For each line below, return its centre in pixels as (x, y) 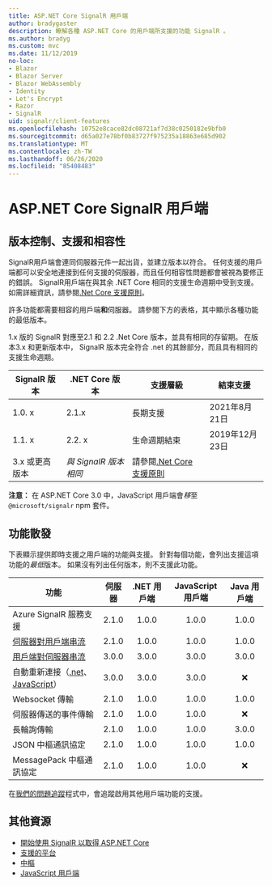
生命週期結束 (157, 440)
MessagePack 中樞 (49, 760)
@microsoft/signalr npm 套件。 (61, 506)
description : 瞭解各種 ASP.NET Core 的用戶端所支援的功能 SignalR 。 (119, 31)
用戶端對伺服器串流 (49, 656)
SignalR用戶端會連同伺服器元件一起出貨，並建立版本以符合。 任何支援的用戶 (136, 262)
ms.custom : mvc (34, 46)
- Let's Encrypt (36, 99)
